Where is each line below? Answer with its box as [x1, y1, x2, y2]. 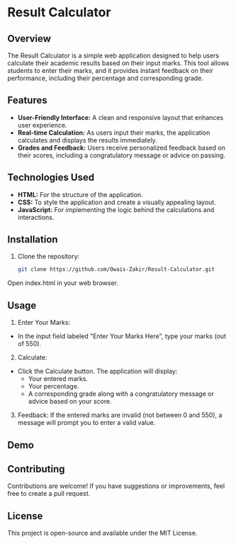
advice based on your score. [28, 397, 112, 406]
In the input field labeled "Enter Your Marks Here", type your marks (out [17, 332, 227, 340]
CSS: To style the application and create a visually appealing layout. [17, 198, 216, 206]
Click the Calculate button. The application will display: [17, 367, 178, 376]
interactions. [17, 213, 55, 221]
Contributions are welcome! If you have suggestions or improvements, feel [7, 482, 225, 490]
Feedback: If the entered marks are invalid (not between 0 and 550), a [17, 411, 223, 419]
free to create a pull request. [7, 489, 91, 498]
